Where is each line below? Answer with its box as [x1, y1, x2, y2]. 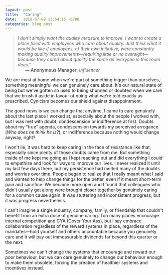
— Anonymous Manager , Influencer [25, 67, 100, 73]
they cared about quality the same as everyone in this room [37, 56, 160, 63]
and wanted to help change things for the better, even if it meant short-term [5, 176, 161, 182]
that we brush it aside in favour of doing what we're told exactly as [5, 93, 143, 99]
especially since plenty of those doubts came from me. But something [5, 150, 150, 156]
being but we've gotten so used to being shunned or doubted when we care [5, 87, 162, 93]
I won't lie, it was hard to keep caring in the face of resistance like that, [5, 144, 151, 151]
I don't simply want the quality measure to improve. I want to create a [17, 35, 162, 41]
